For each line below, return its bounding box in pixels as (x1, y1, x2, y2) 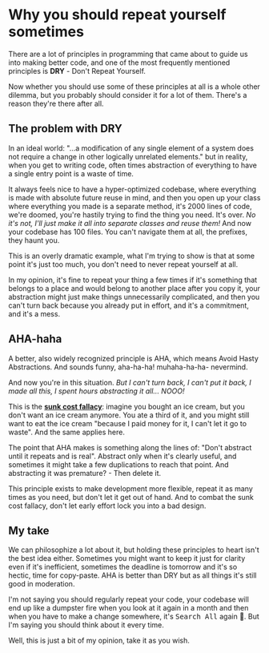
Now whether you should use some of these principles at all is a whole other (8, 82, 260, 91)
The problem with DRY (8, 122, 122, 135)
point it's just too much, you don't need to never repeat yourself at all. (8, 259, 239, 269)
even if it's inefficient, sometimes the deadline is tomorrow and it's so (8, 562, 238, 572)
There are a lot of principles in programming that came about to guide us (8, 49, 248, 58)
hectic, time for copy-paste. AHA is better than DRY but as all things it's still (8, 570, 257, 580)
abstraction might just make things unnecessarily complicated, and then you (8, 292, 260, 301)
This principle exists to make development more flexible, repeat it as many (8, 483, 254, 494)
